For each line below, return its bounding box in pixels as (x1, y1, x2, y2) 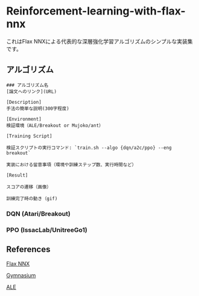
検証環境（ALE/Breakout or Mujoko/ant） (6, 122, 104, 128)
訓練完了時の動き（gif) (6, 195, 58, 201)
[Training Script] (6, 133, 52, 139)
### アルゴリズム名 (6, 82, 49, 88)
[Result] (6, 172, 28, 178)
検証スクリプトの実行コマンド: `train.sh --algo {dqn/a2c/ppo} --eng (6, 145, 172, 151)
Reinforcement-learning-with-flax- (6, 4, 186, 18)
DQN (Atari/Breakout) (6, 209, 71, 218)
